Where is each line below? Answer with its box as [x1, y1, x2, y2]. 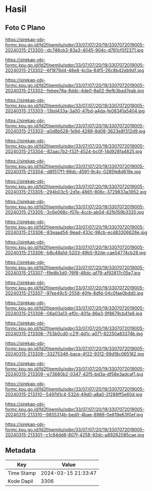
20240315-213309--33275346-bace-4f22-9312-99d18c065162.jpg [5, 351, 145, 357]
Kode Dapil [7, 478, 33, 485]
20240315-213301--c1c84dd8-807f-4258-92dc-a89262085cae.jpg [5, 432, 145, 438]
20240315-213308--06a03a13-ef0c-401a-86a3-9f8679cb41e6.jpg [5, 311, 143, 316]
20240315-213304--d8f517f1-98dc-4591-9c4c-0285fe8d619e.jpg [5, 168, 141, 174]
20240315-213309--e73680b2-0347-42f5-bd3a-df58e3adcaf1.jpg [5, 371, 144, 377]
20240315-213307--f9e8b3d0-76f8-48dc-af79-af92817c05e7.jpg [5, 270, 141, 276]
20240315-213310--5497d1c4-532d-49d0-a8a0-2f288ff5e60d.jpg [5, 391, 143, 397]
